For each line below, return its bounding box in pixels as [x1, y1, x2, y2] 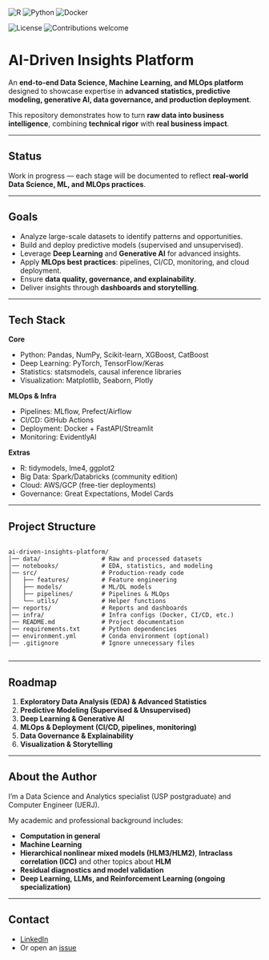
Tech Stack [8, 313, 66, 326]
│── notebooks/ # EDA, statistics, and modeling [8, 562, 214, 570]
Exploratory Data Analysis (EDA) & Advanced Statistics [19, 697, 207, 706]
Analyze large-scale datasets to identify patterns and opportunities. [19, 231, 243, 241]
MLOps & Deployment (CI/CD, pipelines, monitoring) [19, 723, 198, 731]
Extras [8, 448, 30, 457]
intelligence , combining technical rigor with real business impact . [8, 119, 230, 128]
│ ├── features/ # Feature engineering [8, 576, 178, 585]
